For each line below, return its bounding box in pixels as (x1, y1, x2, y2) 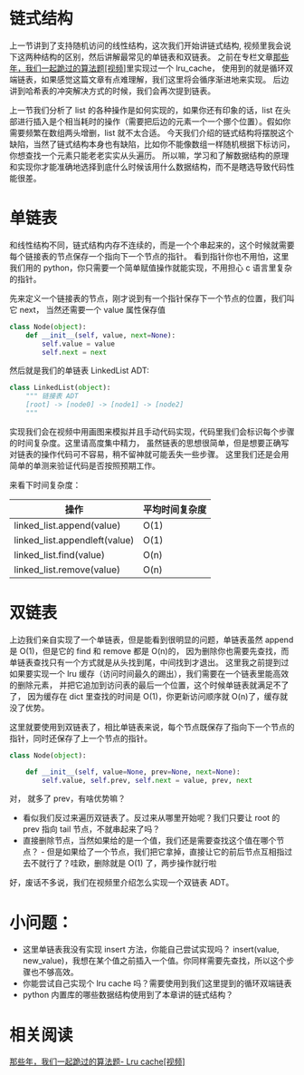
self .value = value (42, 339, 116, 348)
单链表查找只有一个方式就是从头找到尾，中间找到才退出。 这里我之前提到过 (9, 657, 290, 668)
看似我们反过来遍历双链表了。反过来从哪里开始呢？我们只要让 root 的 (22, 813, 280, 824)
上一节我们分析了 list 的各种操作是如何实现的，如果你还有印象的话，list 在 (9, 104, 283, 115)
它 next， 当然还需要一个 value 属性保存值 (9, 304, 166, 315)
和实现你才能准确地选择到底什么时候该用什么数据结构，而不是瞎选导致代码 (9, 161, 287, 172)
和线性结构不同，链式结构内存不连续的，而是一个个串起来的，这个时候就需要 (9, 239, 295, 250)
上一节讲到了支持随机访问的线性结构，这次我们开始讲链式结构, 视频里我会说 (9, 40, 291, 51)
